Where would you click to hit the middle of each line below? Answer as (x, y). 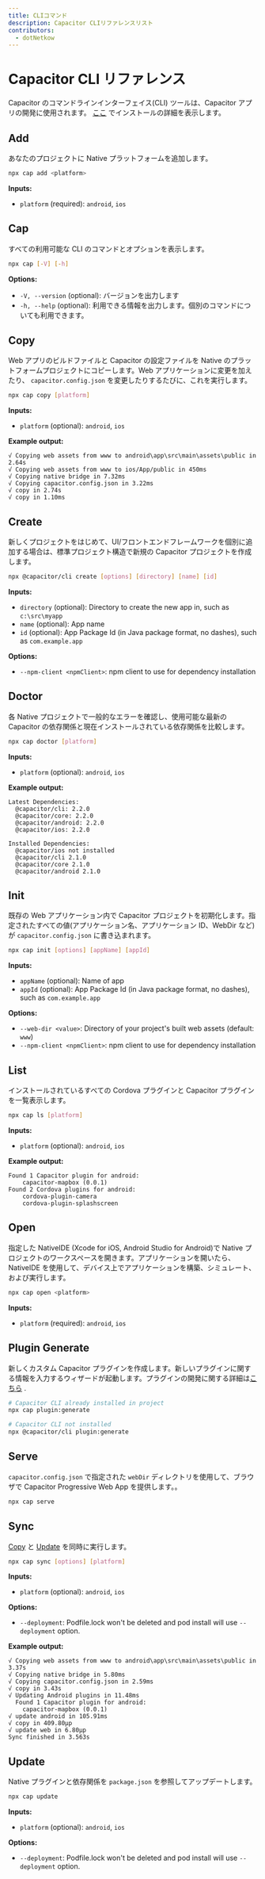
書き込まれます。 (128, 936)
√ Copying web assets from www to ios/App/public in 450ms (108, 470)
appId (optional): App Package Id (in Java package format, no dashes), (134, 989)
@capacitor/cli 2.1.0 (51, 857)
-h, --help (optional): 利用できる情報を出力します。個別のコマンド (128, 305)
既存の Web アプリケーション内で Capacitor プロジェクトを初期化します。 (129, 916)
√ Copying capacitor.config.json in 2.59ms (81, 1682)
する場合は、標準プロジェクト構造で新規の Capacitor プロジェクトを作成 (133, 552)
